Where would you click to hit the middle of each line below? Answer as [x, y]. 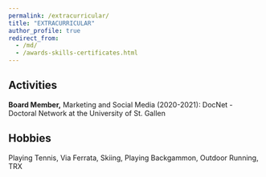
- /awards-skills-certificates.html [77, 53]
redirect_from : [34, 38]
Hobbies [30, 138]
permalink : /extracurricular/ [59, 16]
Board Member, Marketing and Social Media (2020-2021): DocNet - [121, 104]
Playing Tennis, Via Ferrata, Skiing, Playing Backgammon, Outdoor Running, [133, 158]
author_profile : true [45, 30]
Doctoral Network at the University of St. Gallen [87, 113]
